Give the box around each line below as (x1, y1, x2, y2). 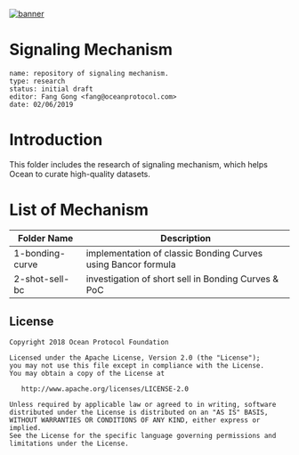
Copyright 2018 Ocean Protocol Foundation (9, 337, 169, 346)
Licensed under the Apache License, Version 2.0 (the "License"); (9, 353, 261, 362)
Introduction (9, 130, 103, 150)
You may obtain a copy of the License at (9, 369, 166, 378)
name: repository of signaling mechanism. (9, 69, 169, 77)
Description (159, 232, 212, 244)
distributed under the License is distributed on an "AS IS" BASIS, (9, 408, 269, 417)
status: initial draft (9, 85, 93, 93)
